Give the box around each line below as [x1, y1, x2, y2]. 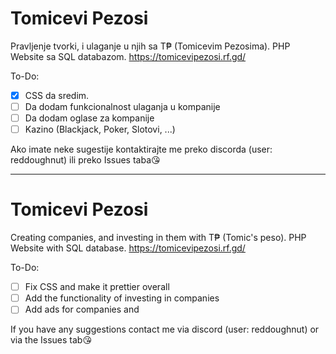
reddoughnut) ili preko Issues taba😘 [10, 154, 161, 166]
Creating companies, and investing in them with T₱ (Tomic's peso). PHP [10, 232, 307, 244]
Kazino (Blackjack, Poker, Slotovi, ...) [24, 123, 176, 136]
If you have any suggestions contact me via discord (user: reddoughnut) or [10, 323, 320, 336]
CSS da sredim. [24, 89, 90, 101]
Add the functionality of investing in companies [24, 292, 220, 304]
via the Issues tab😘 [10, 334, 92, 346]
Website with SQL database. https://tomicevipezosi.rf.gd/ [10, 242, 246, 254]
